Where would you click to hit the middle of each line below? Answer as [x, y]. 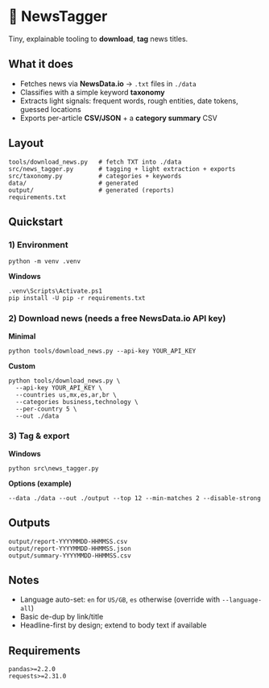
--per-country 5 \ [47, 409]
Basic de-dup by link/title [62, 617]
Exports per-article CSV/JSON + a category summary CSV [118, 118]
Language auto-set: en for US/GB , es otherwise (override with [120, 599]
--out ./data [37, 416]
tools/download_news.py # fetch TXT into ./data [95, 162]
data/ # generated [73, 183]
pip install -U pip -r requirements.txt [77, 298]
